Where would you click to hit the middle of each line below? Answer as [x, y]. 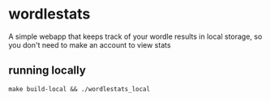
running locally [47, 71]
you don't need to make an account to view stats [90, 44]
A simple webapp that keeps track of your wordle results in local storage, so [135, 36]
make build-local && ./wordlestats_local [79, 89]
